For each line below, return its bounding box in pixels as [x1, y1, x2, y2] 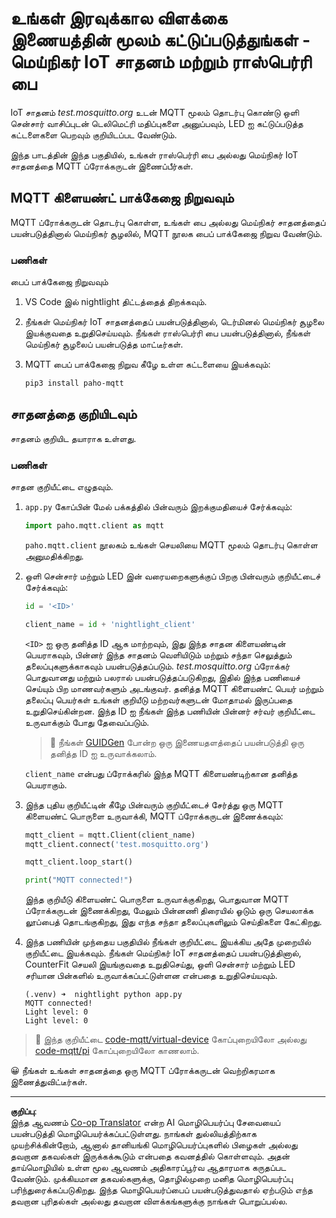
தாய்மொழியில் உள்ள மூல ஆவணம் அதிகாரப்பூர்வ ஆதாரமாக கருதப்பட [10, 1162, 287, 1174]
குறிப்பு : [10, 1105, 38, 1117]
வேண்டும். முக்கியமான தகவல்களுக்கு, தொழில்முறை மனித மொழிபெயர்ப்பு [10, 1173, 293, 1185]
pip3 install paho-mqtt [24, 378, 125, 389]
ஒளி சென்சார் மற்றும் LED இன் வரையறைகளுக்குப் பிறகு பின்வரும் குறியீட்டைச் [24, 570, 322, 582]
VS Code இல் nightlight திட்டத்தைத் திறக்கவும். [24, 296, 208, 308]
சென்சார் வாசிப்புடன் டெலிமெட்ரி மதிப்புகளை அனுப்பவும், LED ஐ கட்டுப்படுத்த [10, 117, 304, 129]
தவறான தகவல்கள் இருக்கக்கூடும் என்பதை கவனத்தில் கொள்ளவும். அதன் [10, 1150, 290, 1162]
